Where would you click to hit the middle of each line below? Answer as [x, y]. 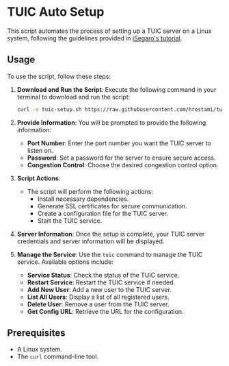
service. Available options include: [65, 262]
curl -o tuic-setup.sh [49, 109]
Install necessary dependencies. [83, 199]
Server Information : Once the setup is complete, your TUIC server [111, 234]
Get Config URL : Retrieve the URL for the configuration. [105, 311]
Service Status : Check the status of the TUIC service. [103, 275]
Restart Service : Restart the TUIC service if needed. [101, 282]
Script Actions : [39, 178]
